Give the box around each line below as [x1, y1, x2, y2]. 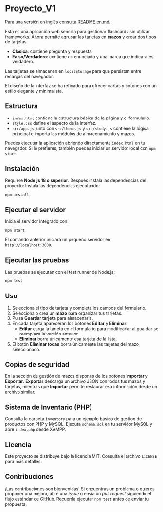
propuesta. [5, 501, 27, 507]
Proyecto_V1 [5, 3, 56, 14]
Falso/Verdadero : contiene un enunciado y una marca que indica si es [12, 53, 154, 59]
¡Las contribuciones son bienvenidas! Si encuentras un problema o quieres [5, 486, 155, 492]
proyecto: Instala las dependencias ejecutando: [5, 182, 100, 188]
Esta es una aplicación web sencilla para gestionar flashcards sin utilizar [5, 28, 150, 34]
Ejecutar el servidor [5, 205, 66, 214]
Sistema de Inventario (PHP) [5, 403, 92, 411]
